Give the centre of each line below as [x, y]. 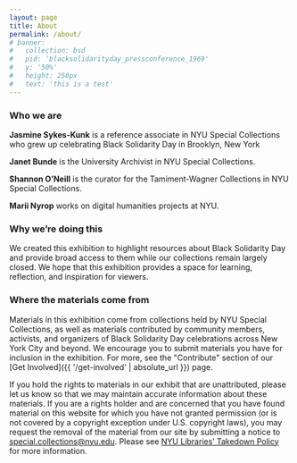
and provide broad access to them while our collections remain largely [138, 258]
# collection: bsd [48, 51]
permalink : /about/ [45, 34]
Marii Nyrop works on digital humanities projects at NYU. [114, 206]
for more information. [48, 450]
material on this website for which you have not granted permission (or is [143, 413]
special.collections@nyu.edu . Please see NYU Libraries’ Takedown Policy [144, 441]
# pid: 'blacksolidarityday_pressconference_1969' [109, 59]
